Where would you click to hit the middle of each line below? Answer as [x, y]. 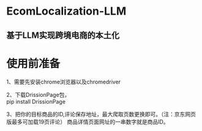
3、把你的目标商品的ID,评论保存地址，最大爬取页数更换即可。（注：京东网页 [101, 114]
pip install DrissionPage [36, 101]
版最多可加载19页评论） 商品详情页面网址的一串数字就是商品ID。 [88, 122]
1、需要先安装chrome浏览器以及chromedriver [64, 82]
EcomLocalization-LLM [66, 11]
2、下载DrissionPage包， [38, 94]
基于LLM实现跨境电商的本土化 [63, 35]
